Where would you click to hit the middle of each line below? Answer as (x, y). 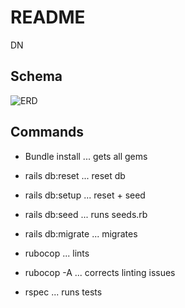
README (48, 17)
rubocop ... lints (57, 253)
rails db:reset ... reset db (75, 175)
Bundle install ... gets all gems (86, 156)
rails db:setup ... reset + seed (85, 195)
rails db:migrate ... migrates (81, 233)
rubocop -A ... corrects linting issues (100, 272)
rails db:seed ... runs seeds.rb (86, 214)
